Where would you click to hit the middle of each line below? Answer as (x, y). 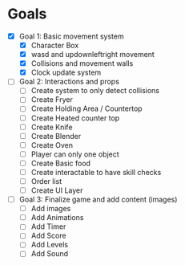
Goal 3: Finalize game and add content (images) (98, 200)
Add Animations (57, 218)
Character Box (55, 45)
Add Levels (50, 245)
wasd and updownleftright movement (93, 55)
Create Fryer (52, 100)
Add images (51, 209)
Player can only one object (75, 154)
